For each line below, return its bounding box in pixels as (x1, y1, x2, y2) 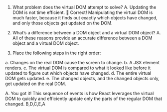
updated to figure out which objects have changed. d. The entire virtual (5, 70, 152, 76)
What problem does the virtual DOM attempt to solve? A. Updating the (12, 4, 157, 10)
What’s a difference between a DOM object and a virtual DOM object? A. (12, 30, 161, 35)
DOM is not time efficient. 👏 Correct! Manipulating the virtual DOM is (12, 9, 153, 15)
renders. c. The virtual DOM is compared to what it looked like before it (5, 65, 151, 71)
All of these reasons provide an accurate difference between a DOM (12, 35, 153, 41)
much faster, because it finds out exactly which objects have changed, (12, 15, 158, 20)
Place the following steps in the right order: (12, 50, 101, 56)
